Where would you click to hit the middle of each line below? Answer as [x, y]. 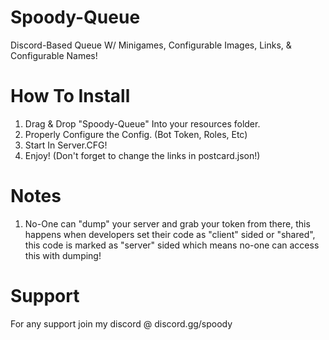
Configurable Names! [54, 55]
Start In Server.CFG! [66, 145]
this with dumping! [63, 255]
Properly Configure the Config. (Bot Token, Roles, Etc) [136, 134]
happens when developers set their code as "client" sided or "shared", [170, 234]
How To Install [70, 96]
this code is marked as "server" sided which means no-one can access [172, 245]
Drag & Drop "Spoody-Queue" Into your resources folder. [142, 123]
